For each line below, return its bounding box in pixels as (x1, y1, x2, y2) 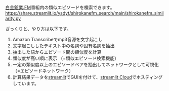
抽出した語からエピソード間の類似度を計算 (12, 49, 102, 55)
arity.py (5, 16, 21, 21)
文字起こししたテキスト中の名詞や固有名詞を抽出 (12, 43, 115, 49)
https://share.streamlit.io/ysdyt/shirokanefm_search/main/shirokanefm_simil (5, 10, 164, 16)
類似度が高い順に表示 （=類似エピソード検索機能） (12, 55, 119, 61)
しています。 (12, 80, 39, 86)
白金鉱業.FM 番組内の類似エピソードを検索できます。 (5, 5, 115, 10)
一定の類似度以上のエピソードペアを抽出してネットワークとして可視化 (12, 62, 159, 67)
